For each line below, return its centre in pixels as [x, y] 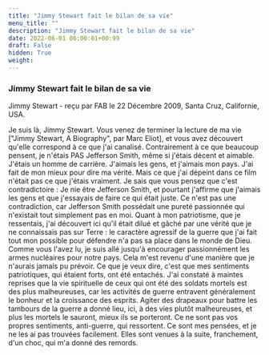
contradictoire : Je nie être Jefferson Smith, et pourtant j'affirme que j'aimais [134, 190]
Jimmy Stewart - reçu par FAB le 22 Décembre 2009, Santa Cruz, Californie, [134, 106]
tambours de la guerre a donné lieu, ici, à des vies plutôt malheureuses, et [130, 309]
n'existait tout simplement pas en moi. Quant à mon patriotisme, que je [125, 215]
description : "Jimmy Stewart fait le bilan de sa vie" [102, 30]
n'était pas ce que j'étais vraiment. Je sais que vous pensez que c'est [123, 181]
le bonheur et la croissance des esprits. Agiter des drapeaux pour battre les [133, 301]
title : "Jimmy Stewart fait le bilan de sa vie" [91, 16]
